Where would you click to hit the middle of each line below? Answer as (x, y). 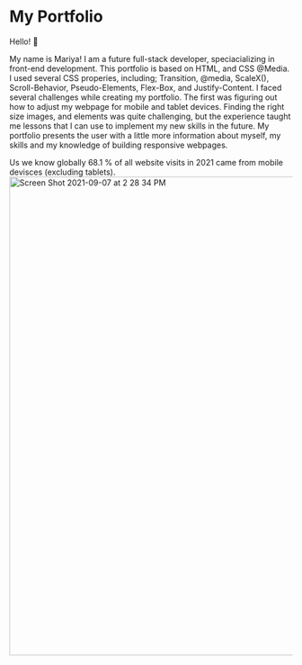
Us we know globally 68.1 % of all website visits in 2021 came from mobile (146, 162)
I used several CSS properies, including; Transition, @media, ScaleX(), (139, 77)
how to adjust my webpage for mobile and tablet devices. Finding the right (147, 106)
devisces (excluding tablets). (62, 172)
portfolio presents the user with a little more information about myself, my (145, 135)
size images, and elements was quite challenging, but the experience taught (150, 116)
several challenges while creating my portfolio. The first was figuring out (143, 97)
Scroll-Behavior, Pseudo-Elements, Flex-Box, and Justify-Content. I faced (146, 87)
